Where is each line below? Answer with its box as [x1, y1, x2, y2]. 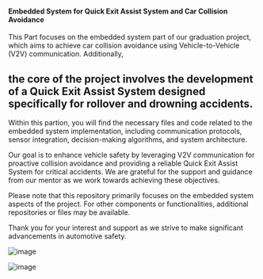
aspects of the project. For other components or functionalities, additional [8, 199, 249, 209]
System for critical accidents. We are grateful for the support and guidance [8, 167, 253, 177]
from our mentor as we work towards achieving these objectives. [8, 175, 220, 185]
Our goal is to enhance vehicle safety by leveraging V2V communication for [8, 151, 255, 160]
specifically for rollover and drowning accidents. [8, 97, 253, 110]
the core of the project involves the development [8, 72, 253, 86]
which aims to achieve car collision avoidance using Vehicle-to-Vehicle [8, 40, 240, 51]
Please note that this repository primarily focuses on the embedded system [8, 191, 254, 201]
